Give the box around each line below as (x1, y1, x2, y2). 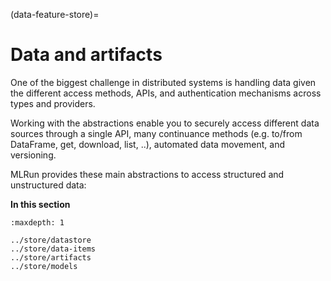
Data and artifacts (10, 44, 163, 66)
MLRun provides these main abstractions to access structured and (10, 168, 285, 180)
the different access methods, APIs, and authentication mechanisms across (10, 87, 322, 99)
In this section (10, 198, 71, 210)
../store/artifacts (10, 252, 92, 263)
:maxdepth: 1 (10, 217, 65, 228)
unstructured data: (10, 179, 87, 191)
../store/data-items (10, 244, 97, 254)
